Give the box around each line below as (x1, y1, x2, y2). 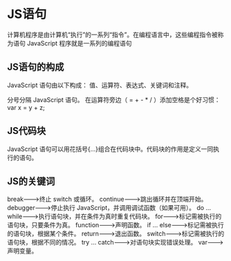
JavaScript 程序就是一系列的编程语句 (26, 39, 133, 47)
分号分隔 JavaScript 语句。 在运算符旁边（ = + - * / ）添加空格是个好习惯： (7, 95, 221, 104)
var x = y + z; (7, 103, 45, 111)
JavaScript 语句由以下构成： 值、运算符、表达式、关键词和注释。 (7, 81, 193, 89)
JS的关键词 (7, 175, 55, 187)
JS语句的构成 (7, 61, 64, 73)
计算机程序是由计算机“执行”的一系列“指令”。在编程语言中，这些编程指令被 (7, 30, 218, 39)
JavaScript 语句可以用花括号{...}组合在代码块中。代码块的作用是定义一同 (7, 144, 214, 153)
